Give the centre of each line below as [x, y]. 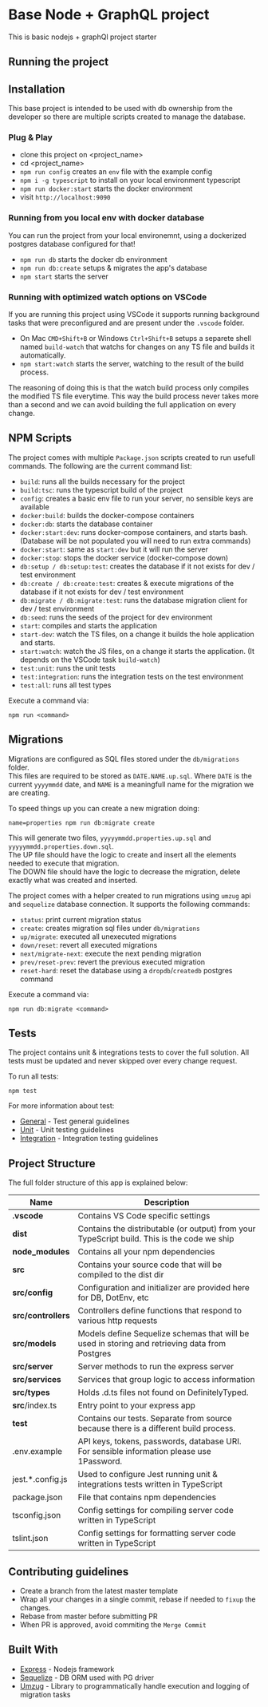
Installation [37, 89]
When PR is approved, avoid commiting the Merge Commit [113, 1625]
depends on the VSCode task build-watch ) [90, 659]
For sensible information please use [144, 1452]
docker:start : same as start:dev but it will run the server [114, 549]
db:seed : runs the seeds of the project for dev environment [116, 617]
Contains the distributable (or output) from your [167, 1229]
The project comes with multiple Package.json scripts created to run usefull [132, 457]
